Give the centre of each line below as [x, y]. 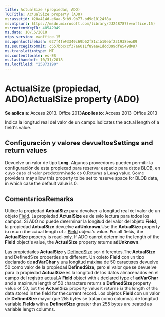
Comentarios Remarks [39, 199]
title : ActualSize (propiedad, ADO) [43, 10]
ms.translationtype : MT [30, 51]
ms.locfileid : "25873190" [32, 64]
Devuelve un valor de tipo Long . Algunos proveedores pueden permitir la [79, 162]
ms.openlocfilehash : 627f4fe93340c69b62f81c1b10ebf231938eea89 [71, 42]
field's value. [18, 128]
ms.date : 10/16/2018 [26, 32]
